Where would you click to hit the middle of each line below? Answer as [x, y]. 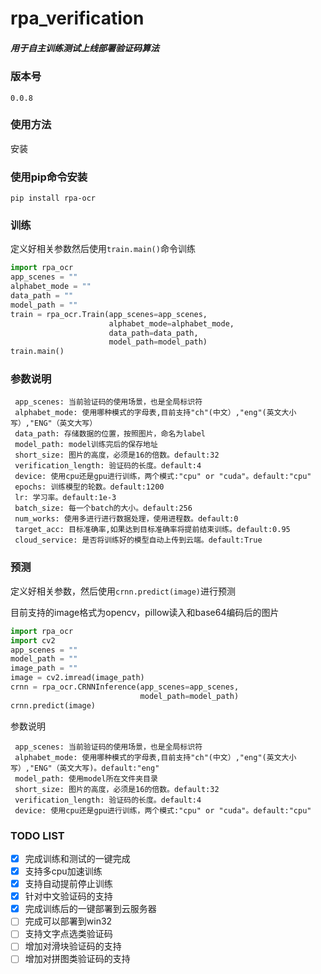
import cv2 [33, 640]
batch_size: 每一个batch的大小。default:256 [103, 508]
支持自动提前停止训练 [68, 884]
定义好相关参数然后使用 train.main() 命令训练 [103, 249]
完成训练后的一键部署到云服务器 [90, 909]
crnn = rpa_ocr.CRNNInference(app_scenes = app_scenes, [125, 687]
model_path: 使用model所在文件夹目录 [86, 778]
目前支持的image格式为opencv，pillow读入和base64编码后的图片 [145, 612]
